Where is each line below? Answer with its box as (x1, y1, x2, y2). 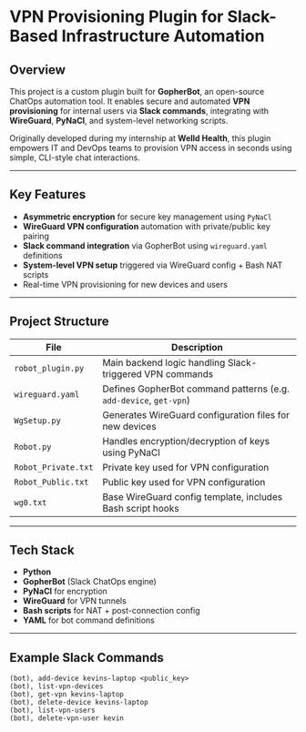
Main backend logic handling (102, 356, 226, 369)
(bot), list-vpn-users (9, 706, 96, 716)
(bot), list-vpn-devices (9, 682, 104, 691)
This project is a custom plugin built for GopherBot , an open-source (9, 86, 265, 97)
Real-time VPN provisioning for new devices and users (22, 279, 228, 290)
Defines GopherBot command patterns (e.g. (102, 382, 290, 395)
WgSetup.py (14, 415, 61, 425)
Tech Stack (9, 543, 75, 558)
